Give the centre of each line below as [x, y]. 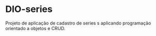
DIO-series [29, 9]
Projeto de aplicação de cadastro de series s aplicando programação [78, 23]
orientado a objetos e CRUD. [35, 28]
